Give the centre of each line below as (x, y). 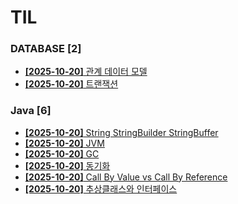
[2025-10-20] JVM (64, 143)
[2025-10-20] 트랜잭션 (71, 84)
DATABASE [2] (46, 49)
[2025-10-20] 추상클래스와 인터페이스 (101, 188)
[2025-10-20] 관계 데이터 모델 (86, 72)
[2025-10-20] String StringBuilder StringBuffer (121, 132)
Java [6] (31, 111)
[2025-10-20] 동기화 (67, 165)
